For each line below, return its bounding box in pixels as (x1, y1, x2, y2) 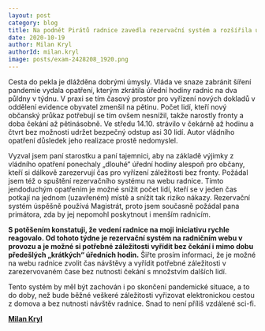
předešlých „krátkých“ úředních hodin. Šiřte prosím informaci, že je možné (8, 250, 256, 259)
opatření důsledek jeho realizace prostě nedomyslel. (8, 136, 178, 145)
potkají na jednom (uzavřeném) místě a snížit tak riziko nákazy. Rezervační (8, 192, 251, 202)
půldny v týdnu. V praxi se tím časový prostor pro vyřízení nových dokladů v (8, 94, 256, 103)
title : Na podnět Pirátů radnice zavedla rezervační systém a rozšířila (8, 26, 252, 34)
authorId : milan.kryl (8, 48, 80, 56)
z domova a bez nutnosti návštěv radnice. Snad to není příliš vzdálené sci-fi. (8, 299, 256, 308)
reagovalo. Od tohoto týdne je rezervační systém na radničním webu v (8, 233, 243, 243)
